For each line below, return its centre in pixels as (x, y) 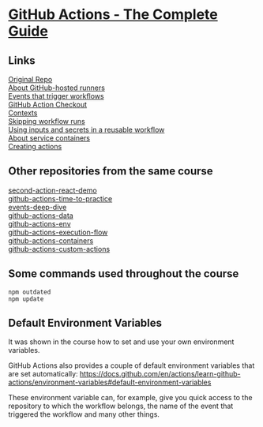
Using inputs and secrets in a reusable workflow (86, 129)
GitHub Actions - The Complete (113, 15)
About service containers (49, 138)
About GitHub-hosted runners (56, 88)
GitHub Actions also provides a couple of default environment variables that (131, 365)
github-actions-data (41, 215)
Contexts (23, 113)
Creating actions (35, 146)
